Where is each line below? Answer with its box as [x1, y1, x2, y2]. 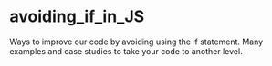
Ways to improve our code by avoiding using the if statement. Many [9, 36, 264, 47]
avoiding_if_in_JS [9, 6, 145, 27]
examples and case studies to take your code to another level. [9, 45, 244, 56]
